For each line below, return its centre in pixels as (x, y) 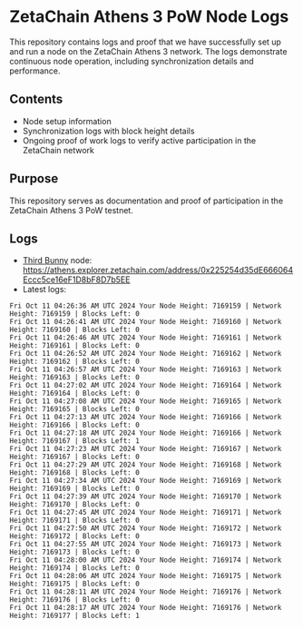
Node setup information (67, 121)
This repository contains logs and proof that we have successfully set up (145, 42)
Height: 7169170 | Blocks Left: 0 (75, 505)
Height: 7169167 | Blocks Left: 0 (75, 457)
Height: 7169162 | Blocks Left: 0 (75, 362)
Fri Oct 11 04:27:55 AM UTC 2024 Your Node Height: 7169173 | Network (146, 545)
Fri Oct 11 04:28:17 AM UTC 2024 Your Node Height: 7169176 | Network (146, 608)
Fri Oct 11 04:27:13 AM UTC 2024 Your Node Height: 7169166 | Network (146, 418)
